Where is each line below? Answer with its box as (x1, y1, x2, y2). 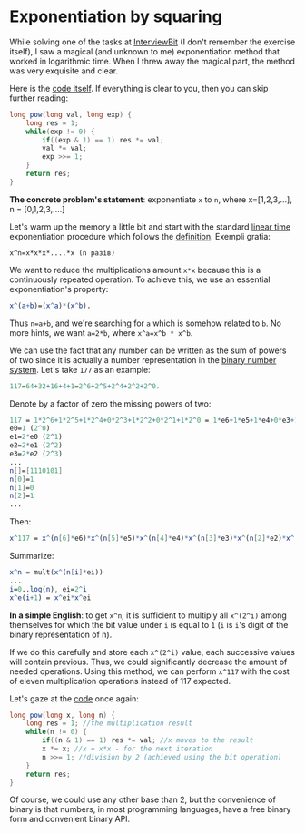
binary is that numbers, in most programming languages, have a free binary (9, 804, 291, 815)
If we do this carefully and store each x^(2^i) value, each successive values (9, 646, 295, 657)
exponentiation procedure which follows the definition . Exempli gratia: (9, 230, 271, 241)
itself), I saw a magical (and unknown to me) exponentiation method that (9, 45, 280, 56)
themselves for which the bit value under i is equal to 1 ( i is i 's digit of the (9, 619, 289, 630)
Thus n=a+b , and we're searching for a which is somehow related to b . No (9, 318, 281, 328)
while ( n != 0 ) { (25, 728, 88, 737)
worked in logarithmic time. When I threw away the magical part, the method (9, 55, 295, 66)
